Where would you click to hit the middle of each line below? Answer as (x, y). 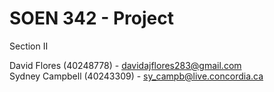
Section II (29, 46)
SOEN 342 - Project (91, 18)
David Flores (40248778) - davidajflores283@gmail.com (125, 65)
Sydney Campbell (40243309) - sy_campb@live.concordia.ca (136, 76)
